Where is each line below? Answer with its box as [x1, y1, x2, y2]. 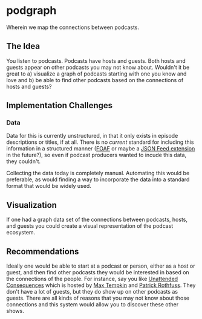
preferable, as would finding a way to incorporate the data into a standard [6, 176, 190, 183]
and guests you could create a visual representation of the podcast [6, 222, 174, 230]
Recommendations [6, 246, 79, 257]
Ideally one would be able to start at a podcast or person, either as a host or [6, 262, 195, 269]
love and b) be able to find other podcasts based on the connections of [6, 76, 184, 83]
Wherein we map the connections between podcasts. [6, 24, 140, 31]
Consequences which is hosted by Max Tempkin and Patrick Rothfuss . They [6, 282, 196, 289]
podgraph [6, 4, 57, 18]
